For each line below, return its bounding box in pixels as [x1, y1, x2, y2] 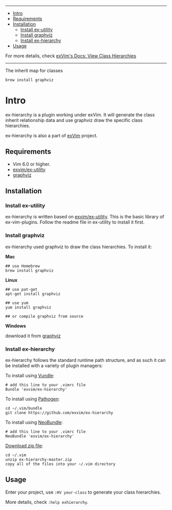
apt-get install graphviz [5, 291, 60, 296]
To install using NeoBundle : [5, 419, 63, 425]
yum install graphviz [5, 304, 52, 310]
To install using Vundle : [5, 372, 55, 378]
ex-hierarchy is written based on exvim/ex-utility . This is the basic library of [5, 214, 165, 220]
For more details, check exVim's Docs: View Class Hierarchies [5, 53, 137, 59]
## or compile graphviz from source [5, 314, 83, 319]
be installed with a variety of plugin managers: [5, 362, 103, 369]
